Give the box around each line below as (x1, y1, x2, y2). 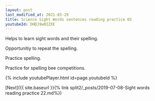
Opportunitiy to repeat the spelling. (5, 45, 78, 51)
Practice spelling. (5, 55, 41, 61)
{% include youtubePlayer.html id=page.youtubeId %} (5, 75, 118, 81)
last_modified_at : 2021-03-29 (5, 12, 69, 17)
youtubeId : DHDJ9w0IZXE (5, 21, 56, 27)
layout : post (5, 7, 33, 13)
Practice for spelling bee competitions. (5, 65, 86, 71)
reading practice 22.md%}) (5, 90, 62, 96)
